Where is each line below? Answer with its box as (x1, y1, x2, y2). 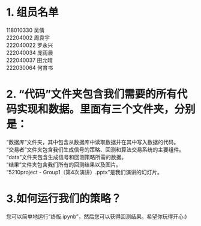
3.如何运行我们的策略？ (6, 192, 122, 206)
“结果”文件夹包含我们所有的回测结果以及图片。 (6, 160, 122, 168)
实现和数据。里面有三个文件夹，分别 (17, 103, 196, 116)
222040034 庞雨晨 (6, 49, 53, 56)
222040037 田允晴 (6, 56, 53, 64)
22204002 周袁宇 (6, 34, 50, 41)
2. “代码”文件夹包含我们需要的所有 (6, 88, 177, 101)
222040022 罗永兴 (6, 41, 53, 49)
